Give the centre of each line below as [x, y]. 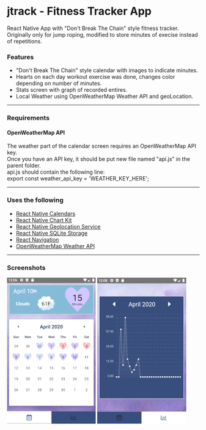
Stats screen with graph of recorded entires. [72, 90]
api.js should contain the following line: [56, 172]
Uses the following [35, 200]
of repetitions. [24, 41]
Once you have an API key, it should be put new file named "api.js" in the [98, 159]
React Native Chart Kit [44, 220]
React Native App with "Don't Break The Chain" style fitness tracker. [93, 28]
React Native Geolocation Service [58, 226]
